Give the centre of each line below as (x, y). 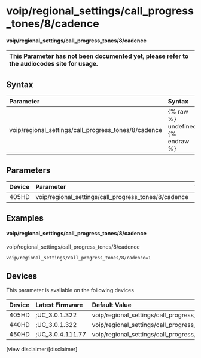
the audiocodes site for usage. (54, 64)
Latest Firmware (59, 305)
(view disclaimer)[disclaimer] (42, 349)
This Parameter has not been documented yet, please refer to (99, 56)
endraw (179, 142)
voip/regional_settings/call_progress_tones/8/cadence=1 (79, 258)
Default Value (112, 305)
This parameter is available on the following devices (70, 290)
